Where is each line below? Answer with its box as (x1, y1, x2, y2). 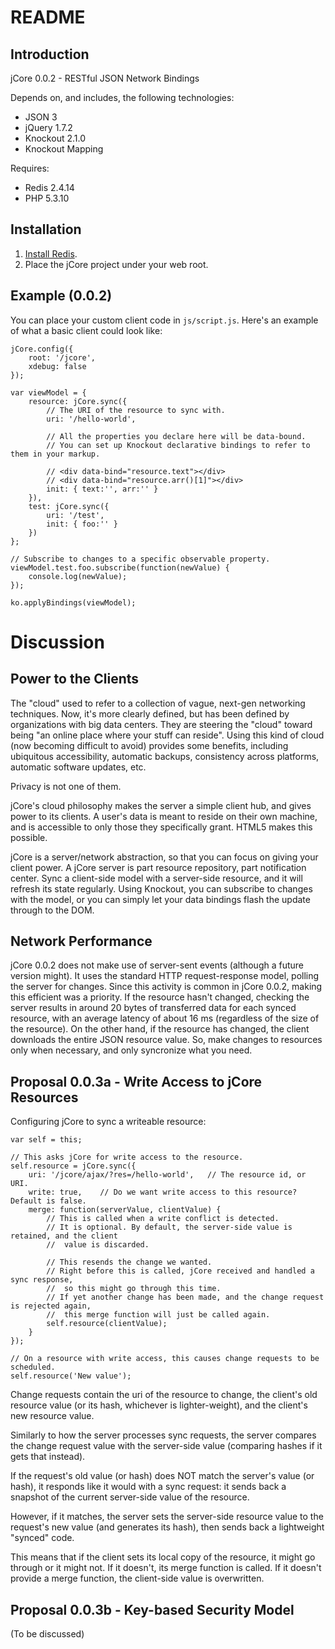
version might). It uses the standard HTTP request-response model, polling (10, 970, 320, 982)
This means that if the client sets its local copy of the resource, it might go (10, 1551, 316, 1563)
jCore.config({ (10, 344, 74, 354)
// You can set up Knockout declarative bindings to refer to (46, 440, 311, 450)
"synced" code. (10, 1532, 75, 1544)
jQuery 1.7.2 (24, 122, 73, 133)
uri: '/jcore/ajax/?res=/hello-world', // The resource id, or (28, 1170, 307, 1180)
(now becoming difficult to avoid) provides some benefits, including (10, 739, 289, 751)
